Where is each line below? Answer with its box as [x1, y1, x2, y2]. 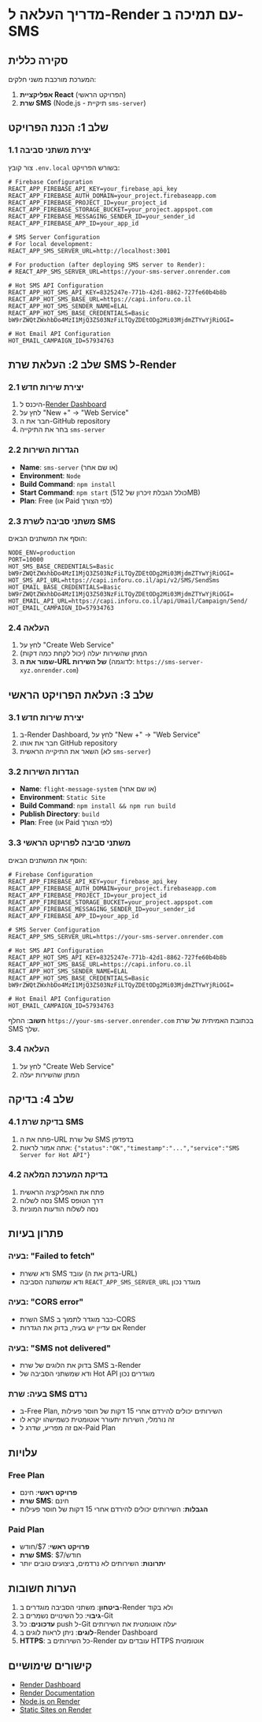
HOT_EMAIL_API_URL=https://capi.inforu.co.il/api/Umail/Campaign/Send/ [8, 597, 248, 605]
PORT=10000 [8, 555, 44, 563]
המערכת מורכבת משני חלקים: [8, 75, 97, 84]
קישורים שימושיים [8, 1659, 93, 1672]
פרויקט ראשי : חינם [19, 1488, 78, 1497]
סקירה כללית [8, 54, 68, 67]
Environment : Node [19, 471, 81, 480]
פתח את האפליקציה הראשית [19, 1187, 105, 1197]
